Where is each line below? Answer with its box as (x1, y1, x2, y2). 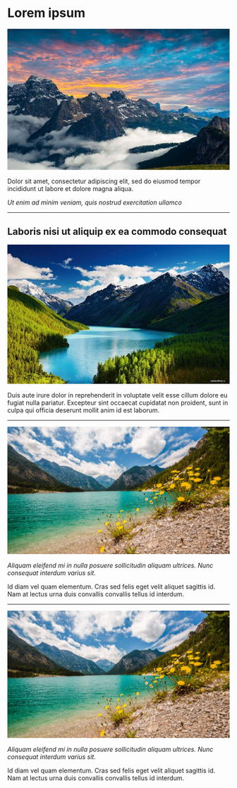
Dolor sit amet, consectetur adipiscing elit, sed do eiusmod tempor (7, 177, 201, 185)
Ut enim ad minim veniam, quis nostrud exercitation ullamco (7, 198, 182, 207)
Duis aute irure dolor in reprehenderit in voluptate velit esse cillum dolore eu (7, 391, 228, 400)
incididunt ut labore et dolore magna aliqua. (7, 185, 134, 193)
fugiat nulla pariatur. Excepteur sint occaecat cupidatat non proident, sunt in (7, 398, 229, 407)
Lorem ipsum (7, 5, 86, 21)
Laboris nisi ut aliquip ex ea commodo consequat (7, 225, 227, 238)
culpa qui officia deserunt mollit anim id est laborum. (7, 406, 160, 415)
